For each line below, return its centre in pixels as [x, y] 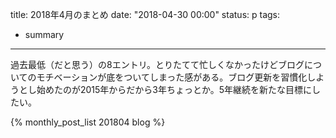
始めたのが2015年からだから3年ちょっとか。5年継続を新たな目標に [174, 89]
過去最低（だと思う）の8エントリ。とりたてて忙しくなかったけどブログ [157, 64]
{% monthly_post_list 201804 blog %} [88, 122]
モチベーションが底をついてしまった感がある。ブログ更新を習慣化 [172, 77]
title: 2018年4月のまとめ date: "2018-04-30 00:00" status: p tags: [145, 14]
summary [44, 34]
